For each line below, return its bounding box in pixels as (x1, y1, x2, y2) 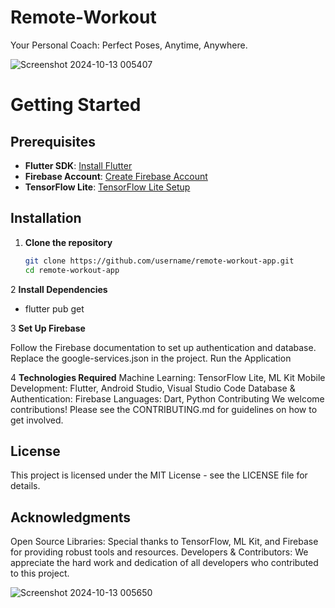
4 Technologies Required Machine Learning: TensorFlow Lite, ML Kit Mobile (10, 371, 326, 383)
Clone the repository (24, 236, 113, 248)
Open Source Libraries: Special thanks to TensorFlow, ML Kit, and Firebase (10, 536, 319, 548)
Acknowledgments (10, 509, 132, 526)
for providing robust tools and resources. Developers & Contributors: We (10, 546, 309, 558)
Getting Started (10, 94, 142, 116)
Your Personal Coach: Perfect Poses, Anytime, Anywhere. (10, 39, 248, 51)
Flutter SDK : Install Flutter (24, 159, 133, 171)
